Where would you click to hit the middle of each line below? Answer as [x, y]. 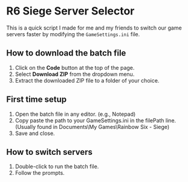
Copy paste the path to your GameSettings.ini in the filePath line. [96, 120]
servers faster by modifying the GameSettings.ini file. [73, 34]
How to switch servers [49, 152]
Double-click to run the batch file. [57, 166]
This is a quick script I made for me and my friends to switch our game [94, 28]
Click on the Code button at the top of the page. [75, 67]
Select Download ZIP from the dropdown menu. [75, 74]
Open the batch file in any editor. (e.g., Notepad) [75, 114]
